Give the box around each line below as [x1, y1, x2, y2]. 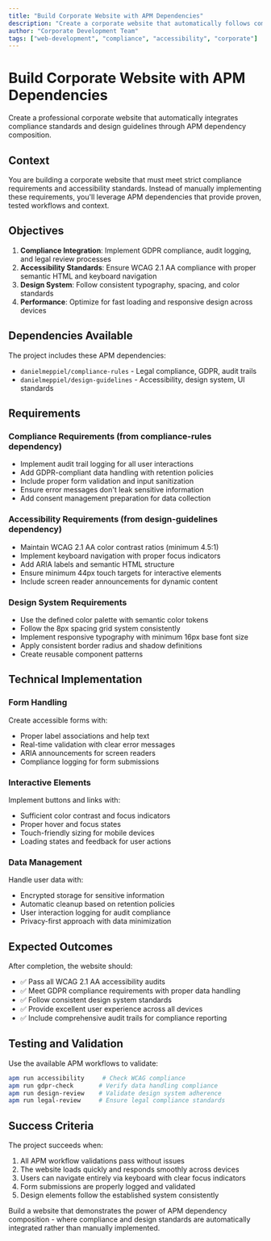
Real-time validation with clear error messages [19, 740, 176, 749]
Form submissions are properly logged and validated [19, 1182, 196, 1192]
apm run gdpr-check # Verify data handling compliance [8, 1081, 219, 1090]
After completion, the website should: [8, 962, 133, 971]
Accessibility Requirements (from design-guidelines [8, 514, 218, 525]
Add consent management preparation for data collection [19, 493, 211, 503]
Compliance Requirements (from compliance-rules [8, 430, 212, 442]
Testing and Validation [8, 1037, 123, 1050]
